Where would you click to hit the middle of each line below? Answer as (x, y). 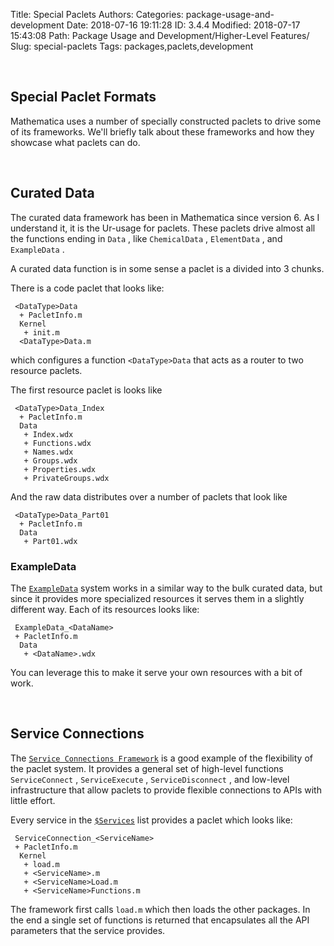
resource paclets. (46, 370)
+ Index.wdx (48, 434)
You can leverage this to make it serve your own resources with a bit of (156, 672)
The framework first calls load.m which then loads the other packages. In (160, 909)
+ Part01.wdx (50, 541)
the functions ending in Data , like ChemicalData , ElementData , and (146, 238)
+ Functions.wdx (57, 443)
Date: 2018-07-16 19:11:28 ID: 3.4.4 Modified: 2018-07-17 (183, 25)
